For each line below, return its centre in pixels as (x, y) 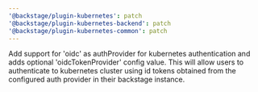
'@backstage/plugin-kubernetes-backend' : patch (90, 23)
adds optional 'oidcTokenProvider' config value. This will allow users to (126, 62)
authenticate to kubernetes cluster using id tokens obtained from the (122, 71)
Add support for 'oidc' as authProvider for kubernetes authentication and (129, 54)
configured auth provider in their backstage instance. (97, 79)
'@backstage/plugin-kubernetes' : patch (75, 16)
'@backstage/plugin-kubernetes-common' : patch (88, 31)
